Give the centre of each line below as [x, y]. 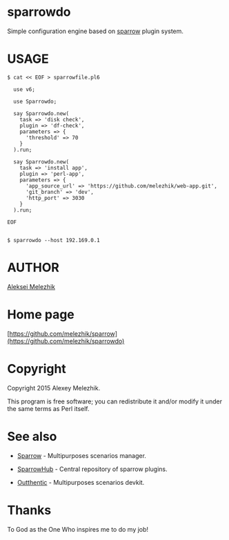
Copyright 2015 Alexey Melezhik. [54, 388]
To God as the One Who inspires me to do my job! [78, 529]
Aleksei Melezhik [31, 286]
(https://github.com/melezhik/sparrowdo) [66, 341]
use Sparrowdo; [35, 101]
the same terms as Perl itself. [48, 408]
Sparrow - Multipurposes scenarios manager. [82, 455]
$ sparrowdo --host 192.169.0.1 [53, 240]
